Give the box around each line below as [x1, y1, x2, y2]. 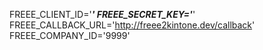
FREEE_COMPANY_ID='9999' [9, 30, 131, 41]
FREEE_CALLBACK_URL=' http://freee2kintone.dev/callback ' [9, 19, 256, 31]
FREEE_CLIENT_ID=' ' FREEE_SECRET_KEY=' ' [9, 9, 196, 20]
